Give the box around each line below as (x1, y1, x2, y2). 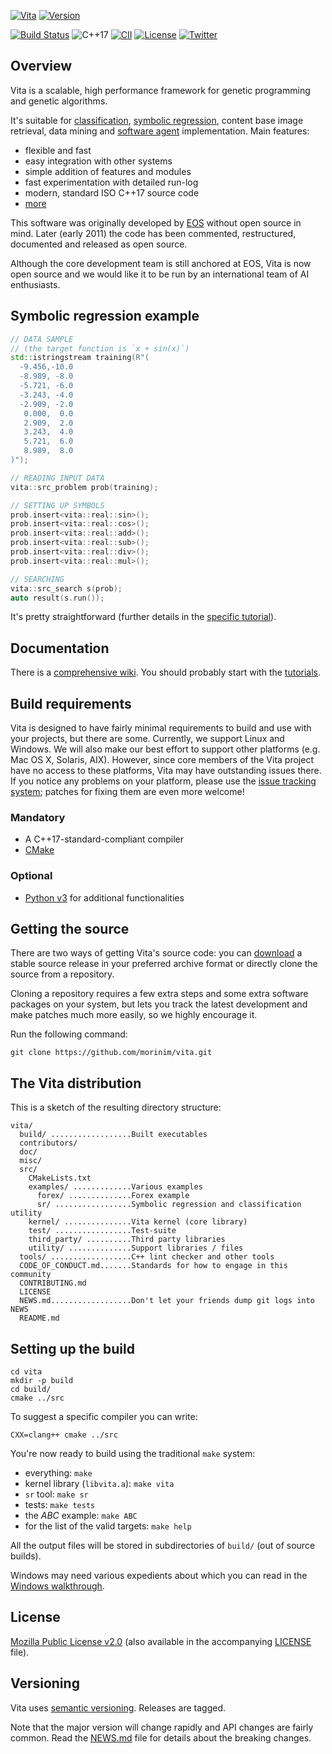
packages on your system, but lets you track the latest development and (10, 998, 308, 1010)
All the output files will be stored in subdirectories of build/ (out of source (10, 1540, 316, 1552)
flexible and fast (24, 144, 92, 156)
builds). (10, 1550, 42, 1562)
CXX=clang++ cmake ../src (10, 1430, 118, 1440)
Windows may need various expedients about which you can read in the (10, 1570, 308, 1582)
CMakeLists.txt (28, 1173, 92, 1184)
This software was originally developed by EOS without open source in (10, 216, 302, 229)
